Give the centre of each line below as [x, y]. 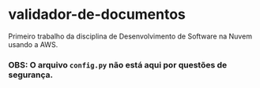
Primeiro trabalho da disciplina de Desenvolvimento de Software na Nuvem [130, 36]
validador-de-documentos [97, 15]
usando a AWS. [33, 44]
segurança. [31, 75]
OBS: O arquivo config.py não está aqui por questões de [118, 64]
